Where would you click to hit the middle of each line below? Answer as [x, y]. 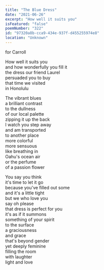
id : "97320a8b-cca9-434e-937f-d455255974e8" [52, 33]
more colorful [19, 140]
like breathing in [22, 151]
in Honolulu [17, 88]
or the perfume [21, 162]
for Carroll [16, 52]
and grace [16, 235]
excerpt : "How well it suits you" [41, 19]
